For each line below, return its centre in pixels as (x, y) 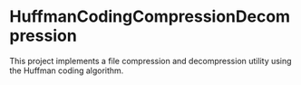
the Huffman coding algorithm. (67, 71)
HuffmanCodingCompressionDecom (150, 17)
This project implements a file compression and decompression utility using (150, 61)
